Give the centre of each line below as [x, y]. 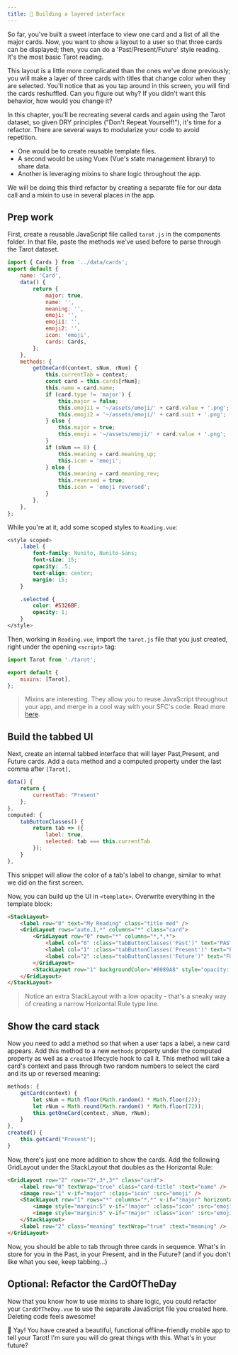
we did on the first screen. [46, 882]
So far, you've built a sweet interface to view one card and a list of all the [113, 34]
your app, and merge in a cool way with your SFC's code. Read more [125, 707]
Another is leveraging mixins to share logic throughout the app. [109, 173]
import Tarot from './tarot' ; [52, 659]
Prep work [30, 217]
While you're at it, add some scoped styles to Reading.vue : [92, 527]
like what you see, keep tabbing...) [57, 1261]
